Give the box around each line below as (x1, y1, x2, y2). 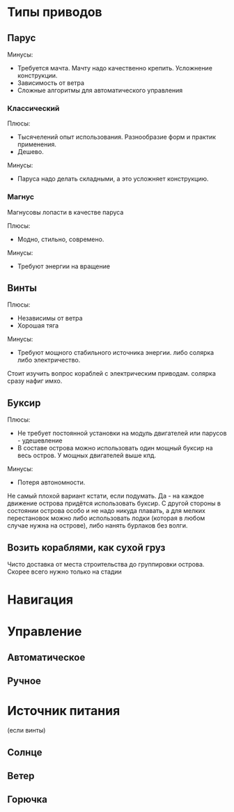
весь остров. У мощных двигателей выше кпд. (17, 451, 157, 460)
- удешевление (17, 436, 63, 445)
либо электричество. (17, 356, 81, 365)
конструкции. (17, 71, 58, 79)
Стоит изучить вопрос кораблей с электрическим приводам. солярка (7, 369, 216, 378)
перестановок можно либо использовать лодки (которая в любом (7, 514, 205, 523)
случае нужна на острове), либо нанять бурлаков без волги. (7, 521, 188, 530)
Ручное (7, 675, 42, 687)
